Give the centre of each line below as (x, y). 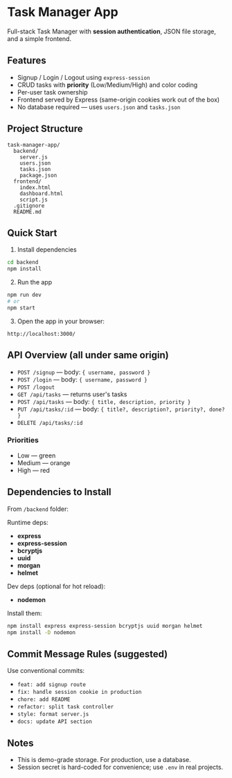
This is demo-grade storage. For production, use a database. (104, 760)
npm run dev (24, 295)
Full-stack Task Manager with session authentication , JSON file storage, (111, 31)
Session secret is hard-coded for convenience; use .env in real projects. (120, 767)
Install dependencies (47, 250)
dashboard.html (42, 193)
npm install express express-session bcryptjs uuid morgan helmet (105, 626)
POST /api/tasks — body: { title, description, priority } (104, 401)
